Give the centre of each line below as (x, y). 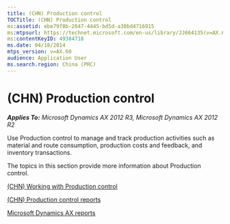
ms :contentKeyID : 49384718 (46, 39)
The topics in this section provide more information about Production (104, 166)
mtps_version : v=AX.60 (39, 52)
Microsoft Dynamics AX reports (51, 212)
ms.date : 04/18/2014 (37, 45)
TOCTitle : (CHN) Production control (59, 20)
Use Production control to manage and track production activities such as (111, 138)
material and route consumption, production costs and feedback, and (105, 145)
